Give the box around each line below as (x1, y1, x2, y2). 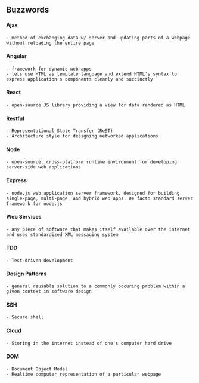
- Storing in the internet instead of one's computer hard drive (6, 340, 172, 346)
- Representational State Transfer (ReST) (6, 128, 113, 134)
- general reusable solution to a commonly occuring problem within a (6, 283, 185, 289)
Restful (6, 115, 24, 122)
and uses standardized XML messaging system (6, 231, 119, 238)
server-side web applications (6, 164, 82, 170)
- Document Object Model (6, 366, 68, 372)
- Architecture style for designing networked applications (6, 133, 159, 139)
